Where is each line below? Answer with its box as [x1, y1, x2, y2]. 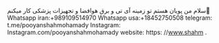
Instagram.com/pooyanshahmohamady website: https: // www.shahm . [7, 28, 207, 36]
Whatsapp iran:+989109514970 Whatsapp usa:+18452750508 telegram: [7, 14, 213, 22]
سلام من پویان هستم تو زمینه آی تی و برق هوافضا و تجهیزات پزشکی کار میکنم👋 [7, 7, 211, 14]
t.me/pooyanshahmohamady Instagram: [7, 21, 121, 29]
